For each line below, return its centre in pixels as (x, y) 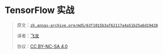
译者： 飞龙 (28, 35)
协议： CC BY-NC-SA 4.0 (42, 46)
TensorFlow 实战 (39, 10)
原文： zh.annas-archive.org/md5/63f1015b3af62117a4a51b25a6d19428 (87, 25)
